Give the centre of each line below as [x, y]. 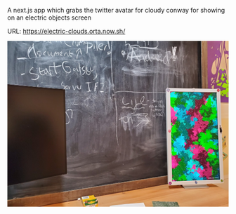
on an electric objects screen [50, 18]
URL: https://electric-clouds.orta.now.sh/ [66, 31]
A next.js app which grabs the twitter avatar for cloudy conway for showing [116, 10]
